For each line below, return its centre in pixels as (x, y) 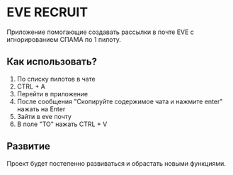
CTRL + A (31, 86)
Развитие (29, 146)
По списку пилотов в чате (56, 79)
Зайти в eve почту (44, 116)
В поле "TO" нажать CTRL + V (62, 124)
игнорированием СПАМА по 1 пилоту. (64, 39)
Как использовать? (52, 62)
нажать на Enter (41, 109)
